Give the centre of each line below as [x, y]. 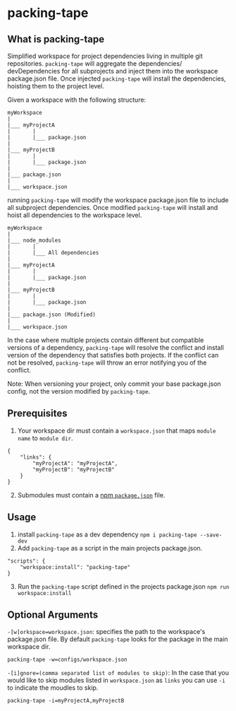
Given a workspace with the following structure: [77, 100]
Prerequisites [37, 414]
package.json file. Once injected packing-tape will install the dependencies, [117, 78]
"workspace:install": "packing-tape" [75, 567]
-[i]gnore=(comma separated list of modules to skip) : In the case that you [118, 673]
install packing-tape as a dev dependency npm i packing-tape [107, 534]
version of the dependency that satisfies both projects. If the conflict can [113, 355]
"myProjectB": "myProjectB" [74, 469]
